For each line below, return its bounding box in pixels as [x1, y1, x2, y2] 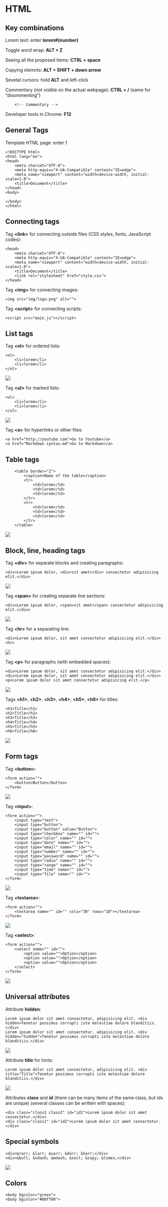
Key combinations [5, 24, 64, 32]
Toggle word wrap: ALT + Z [5, 47, 63, 53]
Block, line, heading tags [5, 546, 85, 555]
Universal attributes [5, 993, 70, 1001]
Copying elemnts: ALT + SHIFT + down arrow [5, 67, 101, 73]
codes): [5, 236, 21, 243]
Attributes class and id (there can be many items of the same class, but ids [5, 1094, 163, 1100]
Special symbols [5, 1137, 59, 1146]
